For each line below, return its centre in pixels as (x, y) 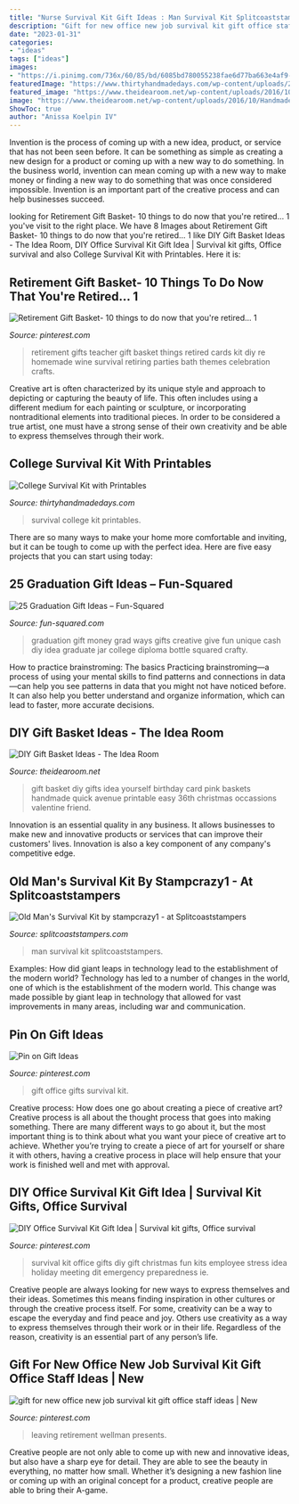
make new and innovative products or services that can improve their (136, 834)
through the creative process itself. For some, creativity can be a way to (141, 1308)
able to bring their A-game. (59, 1490)
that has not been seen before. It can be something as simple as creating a (146, 152)
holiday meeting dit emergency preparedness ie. (120, 1272)
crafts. (43, 371)
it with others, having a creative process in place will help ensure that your (145, 1155)
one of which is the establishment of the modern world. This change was (143, 988)
